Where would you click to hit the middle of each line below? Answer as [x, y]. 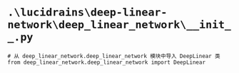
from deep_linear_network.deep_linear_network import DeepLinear [106, 62]
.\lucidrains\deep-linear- [87, 12]
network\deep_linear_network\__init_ [119, 25]
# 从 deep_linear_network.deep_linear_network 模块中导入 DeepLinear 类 [114, 56]
